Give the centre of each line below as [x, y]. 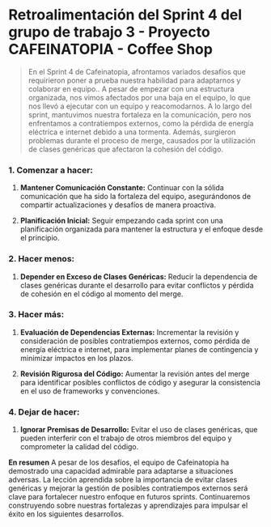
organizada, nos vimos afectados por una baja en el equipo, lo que [139, 97]
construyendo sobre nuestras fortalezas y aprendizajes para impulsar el [128, 506]
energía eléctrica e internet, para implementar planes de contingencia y [139, 349]
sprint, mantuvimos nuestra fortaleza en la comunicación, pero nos [140, 114]
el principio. [40, 238]
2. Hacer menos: [42, 259]
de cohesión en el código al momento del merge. [102, 294]
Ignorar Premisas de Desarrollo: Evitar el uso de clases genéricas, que [139, 430]
